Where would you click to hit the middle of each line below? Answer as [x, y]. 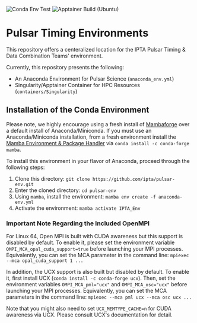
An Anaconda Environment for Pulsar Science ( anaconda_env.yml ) [94, 79]
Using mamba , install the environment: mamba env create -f [85, 196]
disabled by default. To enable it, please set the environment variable [90, 242]
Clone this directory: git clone [52, 178]
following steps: [26, 167]
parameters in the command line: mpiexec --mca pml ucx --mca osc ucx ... [99, 297]
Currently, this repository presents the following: [65, 67]
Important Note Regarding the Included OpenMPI [78, 223]
